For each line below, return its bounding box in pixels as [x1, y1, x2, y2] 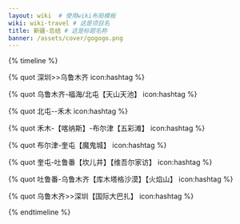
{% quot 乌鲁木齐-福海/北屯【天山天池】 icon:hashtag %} [8, 90, 198, 99]
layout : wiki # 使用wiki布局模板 [8, 11, 116, 20]
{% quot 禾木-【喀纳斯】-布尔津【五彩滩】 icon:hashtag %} [8, 123, 206, 133]
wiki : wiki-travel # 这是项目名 [8, 19, 110, 27]
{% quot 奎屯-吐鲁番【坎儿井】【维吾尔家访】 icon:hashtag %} [8, 158, 213, 167]
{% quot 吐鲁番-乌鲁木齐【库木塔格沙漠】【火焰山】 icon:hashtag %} [8, 174, 234, 184]
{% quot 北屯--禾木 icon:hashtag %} [8, 106, 128, 116]
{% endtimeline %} [8, 207, 71, 217]
